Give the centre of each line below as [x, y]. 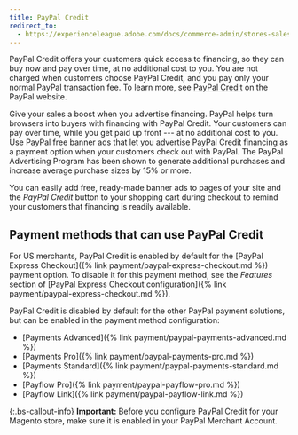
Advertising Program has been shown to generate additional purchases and [147, 162]
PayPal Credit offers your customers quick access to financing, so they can [147, 59]
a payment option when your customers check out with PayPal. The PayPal [146, 152]
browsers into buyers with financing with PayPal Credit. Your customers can [148, 123]
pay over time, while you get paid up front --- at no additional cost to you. [144, 133]
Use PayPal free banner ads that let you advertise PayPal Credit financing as [149, 142]
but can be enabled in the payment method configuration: [114, 320]
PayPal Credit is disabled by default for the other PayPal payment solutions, [147, 311]
